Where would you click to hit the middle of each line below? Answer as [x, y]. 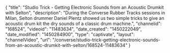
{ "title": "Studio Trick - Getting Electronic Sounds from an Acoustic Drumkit [84, 7]
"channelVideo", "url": [29, 40]
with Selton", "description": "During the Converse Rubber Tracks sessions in [85, 13]
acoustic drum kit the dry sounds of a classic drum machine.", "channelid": [83, 23]
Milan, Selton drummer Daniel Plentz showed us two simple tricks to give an [85, 18]
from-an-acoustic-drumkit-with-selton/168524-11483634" [66, 45]
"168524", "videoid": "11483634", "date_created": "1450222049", [74, 29]
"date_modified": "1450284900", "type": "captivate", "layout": [70, 34]
